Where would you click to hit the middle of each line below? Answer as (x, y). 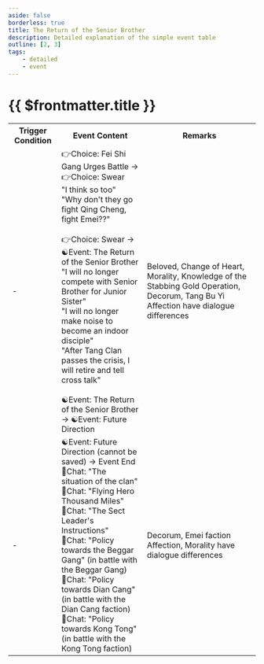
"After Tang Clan (92, 350)
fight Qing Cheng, (94, 209)
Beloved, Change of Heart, (196, 267)
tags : (17, 52)
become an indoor (95, 330)
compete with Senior (100, 282)
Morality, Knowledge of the (197, 276)
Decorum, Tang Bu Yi (186, 296)
